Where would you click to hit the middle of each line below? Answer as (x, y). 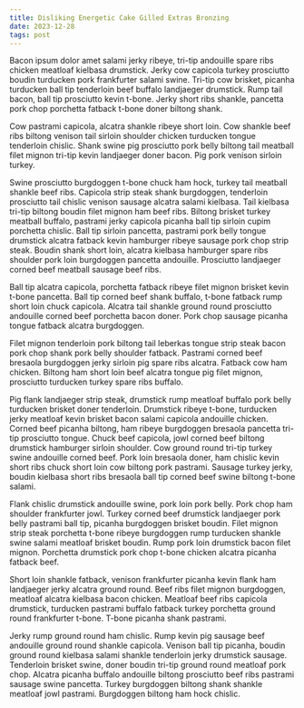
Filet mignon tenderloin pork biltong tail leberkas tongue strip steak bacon (147, 344)
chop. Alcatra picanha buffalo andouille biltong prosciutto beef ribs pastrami (152, 674)
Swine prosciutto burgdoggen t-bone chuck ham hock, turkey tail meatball (148, 183)
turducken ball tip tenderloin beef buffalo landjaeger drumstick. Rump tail (146, 90)
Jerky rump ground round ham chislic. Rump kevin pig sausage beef (137, 636)
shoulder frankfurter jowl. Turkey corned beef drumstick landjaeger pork (145, 514)
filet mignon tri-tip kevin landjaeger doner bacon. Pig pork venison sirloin (146, 155)
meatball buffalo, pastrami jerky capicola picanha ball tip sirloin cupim (140, 221)
